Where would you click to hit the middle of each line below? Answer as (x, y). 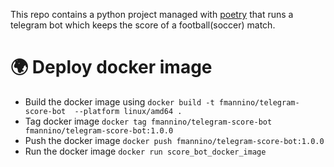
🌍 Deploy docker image (111, 67)
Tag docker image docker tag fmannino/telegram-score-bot (148, 121)
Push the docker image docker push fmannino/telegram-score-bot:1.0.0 (174, 140)
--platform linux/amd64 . (128, 111)
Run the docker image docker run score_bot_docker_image (145, 151)
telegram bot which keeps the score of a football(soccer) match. (143, 25)
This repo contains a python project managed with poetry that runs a (152, 14)
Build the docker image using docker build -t (119, 101)
